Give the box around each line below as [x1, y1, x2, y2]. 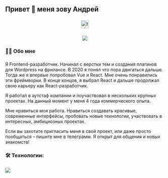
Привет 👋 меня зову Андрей [5, 5, 99, 14]
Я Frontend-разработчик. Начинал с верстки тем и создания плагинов [5, 61, 157, 67]
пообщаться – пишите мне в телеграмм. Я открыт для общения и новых [5, 133, 160, 140]
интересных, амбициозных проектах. [5, 118, 86, 124]
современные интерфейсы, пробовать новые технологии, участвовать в [5, 113, 162, 119]
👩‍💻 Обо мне [5, 48, 36, 55]
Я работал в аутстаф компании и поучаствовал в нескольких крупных [5, 93, 156, 99]
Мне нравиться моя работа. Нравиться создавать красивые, [5, 108, 137, 114]
